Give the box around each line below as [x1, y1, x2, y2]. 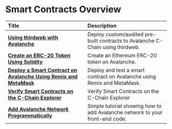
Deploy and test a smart [87, 67, 145, 74]
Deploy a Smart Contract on [8, 67, 78, 74]
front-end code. [87, 115, 127, 122]
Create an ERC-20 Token [8, 52, 71, 59]
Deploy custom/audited [87, 31, 144, 38]
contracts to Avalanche [99, 37, 155, 44]
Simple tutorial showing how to [87, 102, 162, 110]
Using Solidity [8, 58, 43, 65]
